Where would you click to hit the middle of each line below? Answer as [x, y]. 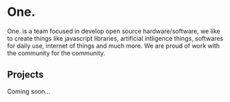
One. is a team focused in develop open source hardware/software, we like [114, 31]
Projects [26, 75]
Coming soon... [29, 91]
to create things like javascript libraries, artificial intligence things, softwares [115, 38]
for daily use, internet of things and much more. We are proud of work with [114, 45]
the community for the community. [56, 53]
